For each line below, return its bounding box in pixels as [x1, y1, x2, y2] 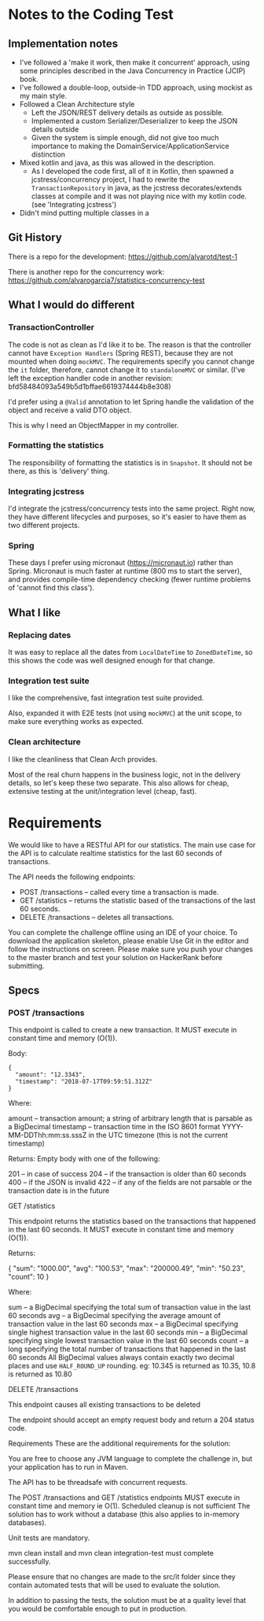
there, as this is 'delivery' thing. [8, 466, 110, 475]
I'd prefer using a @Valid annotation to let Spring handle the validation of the [8, 397, 255, 406]
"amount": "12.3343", [15, 1071, 86, 1079]
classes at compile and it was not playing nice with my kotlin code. [31, 191, 247, 201]
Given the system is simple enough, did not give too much [31, 133, 219, 142]
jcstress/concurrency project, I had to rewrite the [31, 175, 190, 184]
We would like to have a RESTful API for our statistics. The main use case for [8, 840, 256, 849]
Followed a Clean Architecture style [19, 100, 135, 109]
